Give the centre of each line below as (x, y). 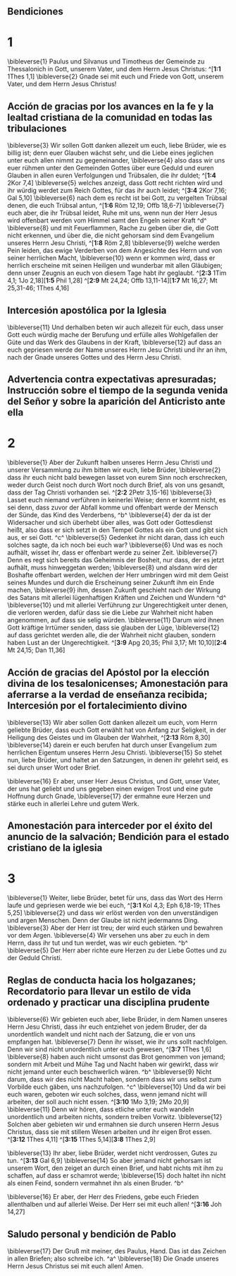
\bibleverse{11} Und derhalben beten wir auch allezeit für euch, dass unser (116, 327)
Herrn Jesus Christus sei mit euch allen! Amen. (75, 1266)
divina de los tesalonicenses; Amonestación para (118, 684)
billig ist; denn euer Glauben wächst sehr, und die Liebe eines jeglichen (111, 153)
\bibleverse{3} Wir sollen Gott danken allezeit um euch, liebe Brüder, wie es (117, 146)
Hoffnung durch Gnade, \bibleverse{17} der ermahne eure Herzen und (109, 796)
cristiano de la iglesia (55, 848)
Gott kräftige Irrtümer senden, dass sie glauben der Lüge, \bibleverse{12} (113, 627)
